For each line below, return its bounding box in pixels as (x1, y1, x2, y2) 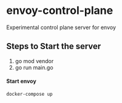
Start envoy (6, 78, 36, 85)
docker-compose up (6, 91, 53, 97)
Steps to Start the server (6, 41, 101, 51)
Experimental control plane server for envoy (6, 24, 117, 31)
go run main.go (15, 64, 53, 71)
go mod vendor (15, 57, 54, 64)
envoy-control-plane (6, 4, 114, 18)
